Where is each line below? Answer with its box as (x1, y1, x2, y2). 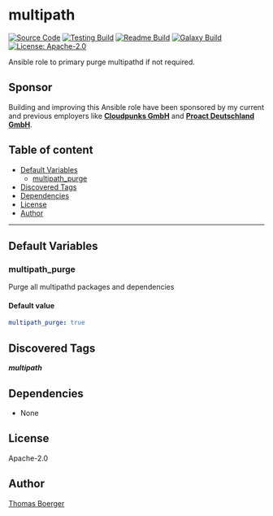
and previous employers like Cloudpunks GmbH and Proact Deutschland (8, 111, 254, 120)
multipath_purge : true (8, 319, 85, 327)
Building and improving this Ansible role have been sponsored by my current (8, 102, 264, 112)
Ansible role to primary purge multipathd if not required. (8, 57, 195, 67)
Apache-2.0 (8, 453, 49, 463)
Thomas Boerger (8, 498, 65, 508)
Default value (8, 300, 55, 310)
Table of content (8, 143, 93, 157)
